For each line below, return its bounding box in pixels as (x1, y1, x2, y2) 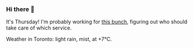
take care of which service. (6, 24, 72, 31)
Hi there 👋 (6, 5, 35, 13)
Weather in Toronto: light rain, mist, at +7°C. (6, 36, 113, 43)
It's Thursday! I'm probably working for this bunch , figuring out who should (6, 19, 188, 25)
